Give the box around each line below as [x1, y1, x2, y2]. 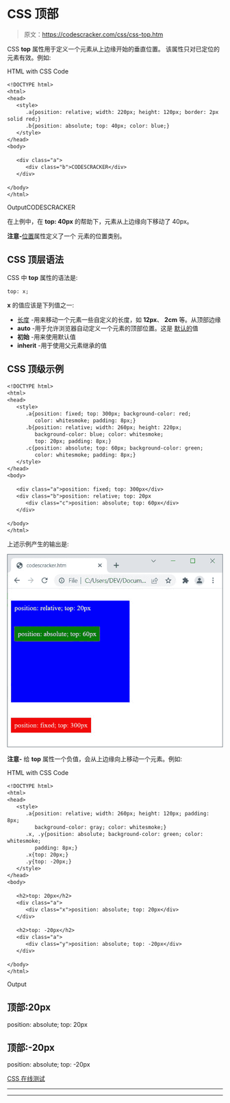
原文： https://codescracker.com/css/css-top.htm [23, 30, 164, 38]
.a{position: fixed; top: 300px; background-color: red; [25, 410, 192, 417]
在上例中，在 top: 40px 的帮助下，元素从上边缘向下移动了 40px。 [7, 217, 193, 225]
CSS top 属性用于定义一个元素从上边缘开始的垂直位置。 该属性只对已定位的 [7, 45, 220, 53]
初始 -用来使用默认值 [16, 332, 77, 340]
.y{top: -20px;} [25, 858, 72, 865]
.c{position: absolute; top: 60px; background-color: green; [25, 444, 204, 452]
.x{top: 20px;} [25, 851, 69, 858]
